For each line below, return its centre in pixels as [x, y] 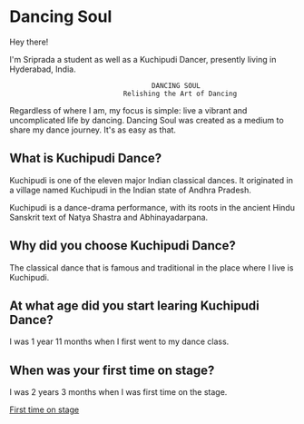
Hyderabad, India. [43, 69]
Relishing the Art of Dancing [180, 94]
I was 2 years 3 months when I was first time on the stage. [118, 392]
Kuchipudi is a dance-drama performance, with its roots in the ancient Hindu [152, 207]
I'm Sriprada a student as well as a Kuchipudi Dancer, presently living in [143, 59]
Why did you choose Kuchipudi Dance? [123, 246]
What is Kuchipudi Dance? [85, 158]
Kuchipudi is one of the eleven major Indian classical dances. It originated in [151, 180]
